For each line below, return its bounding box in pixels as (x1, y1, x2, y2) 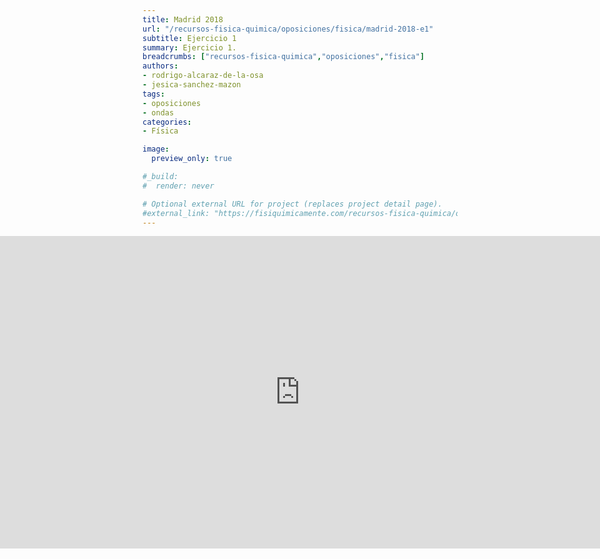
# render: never (142, 181, 215, 191)
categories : (142, 117, 192, 127)
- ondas (142, 107, 175, 118)
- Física (142, 126, 179, 136)
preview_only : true (151, 154, 233, 164)
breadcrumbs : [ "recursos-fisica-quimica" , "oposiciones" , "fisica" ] (142, 52, 425, 62)
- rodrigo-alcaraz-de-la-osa (142, 71, 264, 81)
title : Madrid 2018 (142, 14, 224, 25)
